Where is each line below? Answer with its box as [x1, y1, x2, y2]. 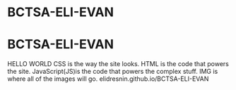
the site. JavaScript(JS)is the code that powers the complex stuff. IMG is [7, 67, 218, 76]
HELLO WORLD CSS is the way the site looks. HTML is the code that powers [7, 60, 230, 68]
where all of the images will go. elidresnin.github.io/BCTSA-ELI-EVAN [7, 75, 209, 83]
